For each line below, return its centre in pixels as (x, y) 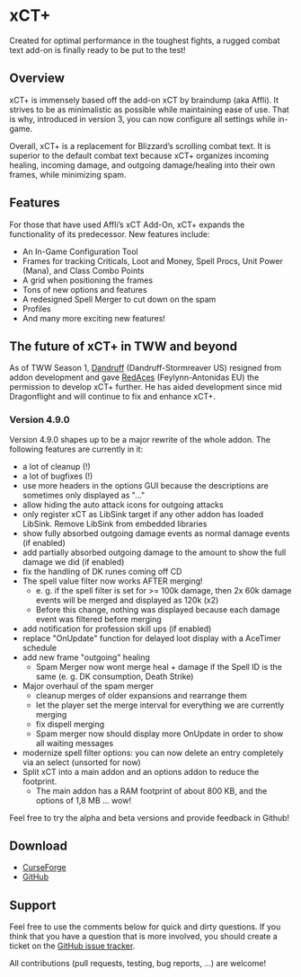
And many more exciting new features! (94, 318)
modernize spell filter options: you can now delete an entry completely (153, 753)
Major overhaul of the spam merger (88, 686)
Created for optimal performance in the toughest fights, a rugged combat (145, 40)
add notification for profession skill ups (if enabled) (117, 629)
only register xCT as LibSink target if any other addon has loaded (143, 514)
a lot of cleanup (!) (57, 466)
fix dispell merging (70, 724)
